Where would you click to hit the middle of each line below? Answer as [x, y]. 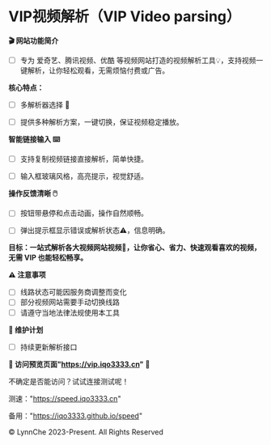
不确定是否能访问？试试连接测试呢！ [69, 381]
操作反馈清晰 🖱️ [33, 193]
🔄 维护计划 [26, 329]
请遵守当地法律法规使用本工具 [70, 312]
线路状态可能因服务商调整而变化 [73, 292]
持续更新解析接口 [49, 347]
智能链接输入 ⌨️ [34, 139]
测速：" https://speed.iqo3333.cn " [65, 398]
